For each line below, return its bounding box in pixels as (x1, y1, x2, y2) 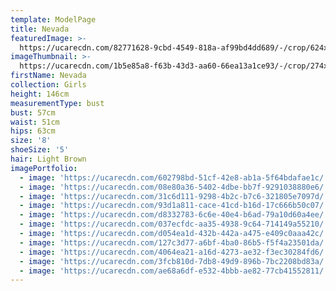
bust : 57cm (10, 107, 56, 118)
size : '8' (10, 136, 52, 146)
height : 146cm (10, 89, 70, 99)
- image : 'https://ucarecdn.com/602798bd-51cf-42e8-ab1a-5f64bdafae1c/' (19, 172, 329, 183)
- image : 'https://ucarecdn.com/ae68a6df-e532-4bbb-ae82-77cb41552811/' (19, 266, 329, 276)
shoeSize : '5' (10, 145, 70, 155)
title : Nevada (10, 24, 70, 34)
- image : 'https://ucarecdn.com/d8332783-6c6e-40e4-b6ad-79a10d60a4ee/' (19, 210, 329, 220)
